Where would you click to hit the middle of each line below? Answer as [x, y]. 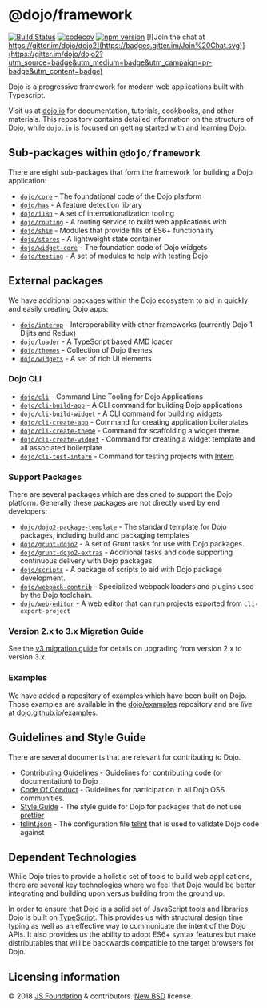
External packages [56, 281]
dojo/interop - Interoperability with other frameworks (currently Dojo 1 [136, 324]
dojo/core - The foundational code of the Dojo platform [111, 196]
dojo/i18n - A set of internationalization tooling [97, 213]
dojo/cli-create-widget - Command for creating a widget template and [137, 439]
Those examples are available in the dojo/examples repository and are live [130, 704]
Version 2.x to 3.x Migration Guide [76, 631]
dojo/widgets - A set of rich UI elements [86, 358]
